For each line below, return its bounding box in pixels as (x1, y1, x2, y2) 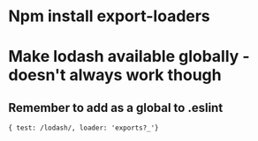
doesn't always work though (8, 65, 222, 85)
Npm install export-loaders (8, 6, 211, 26)
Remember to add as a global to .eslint (8, 100, 224, 115)
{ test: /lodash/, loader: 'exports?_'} (8, 123, 160, 133)
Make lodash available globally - (8, 47, 250, 67)
